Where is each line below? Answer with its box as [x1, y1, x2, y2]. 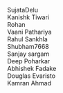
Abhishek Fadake [7, 65, 57, 72]
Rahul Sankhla [7, 35, 48, 43]
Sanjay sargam [7, 50, 50, 58]
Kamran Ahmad [7, 79, 52, 87]
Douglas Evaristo [7, 72, 56, 80]
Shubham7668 [7, 43, 50, 50]
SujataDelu [7, 6, 38, 14]
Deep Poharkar [7, 57, 51, 65]
